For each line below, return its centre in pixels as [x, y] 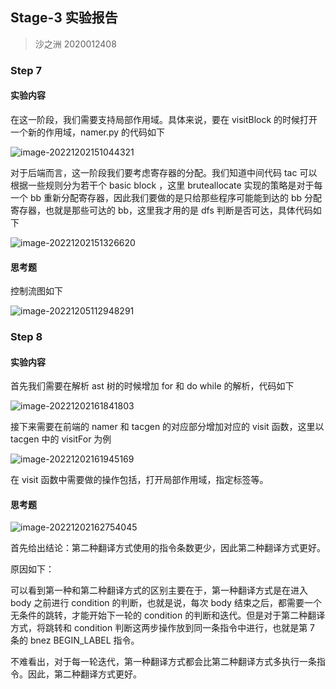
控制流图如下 [36, 291]
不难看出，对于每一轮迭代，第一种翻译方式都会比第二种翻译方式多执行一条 [163, 662]
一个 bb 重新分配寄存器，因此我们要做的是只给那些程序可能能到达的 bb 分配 [166, 197]
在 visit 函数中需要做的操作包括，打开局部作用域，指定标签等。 [139, 480]
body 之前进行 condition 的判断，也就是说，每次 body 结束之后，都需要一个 [166, 603]
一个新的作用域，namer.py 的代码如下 [88, 132]
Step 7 [26, 70]
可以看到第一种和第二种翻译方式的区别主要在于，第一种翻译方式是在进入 [159, 590]
